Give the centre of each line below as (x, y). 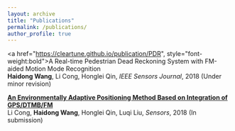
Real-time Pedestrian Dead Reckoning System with (129, 62)
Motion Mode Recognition (63, 69)
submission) (25, 120)
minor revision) (29, 84)
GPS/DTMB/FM (30, 105)
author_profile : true (39, 34)
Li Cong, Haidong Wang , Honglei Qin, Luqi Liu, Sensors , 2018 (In (102, 113)
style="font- (184, 54)
